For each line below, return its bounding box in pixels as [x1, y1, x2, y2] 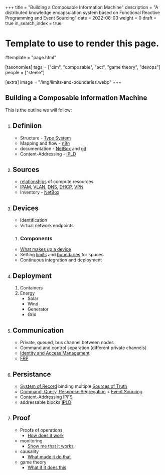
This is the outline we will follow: [5, 107, 72, 113]
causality [20, 448, 39, 454]
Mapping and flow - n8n [20, 140, 70, 146]
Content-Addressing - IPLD [20, 150, 76, 157]
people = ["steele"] [5, 69, 45, 75]
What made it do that [27, 453, 71, 459]
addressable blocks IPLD [20, 399, 72, 405]
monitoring [20, 437, 43, 443]
